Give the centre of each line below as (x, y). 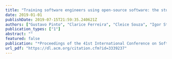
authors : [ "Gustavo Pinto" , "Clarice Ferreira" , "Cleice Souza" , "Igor (83, 24)
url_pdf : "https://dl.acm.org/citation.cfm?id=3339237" (66, 48)
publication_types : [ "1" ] (33, 29)
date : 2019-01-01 (24, 15)
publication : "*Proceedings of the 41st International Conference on (81, 44)
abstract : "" (19, 34)
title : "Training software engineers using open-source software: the (82, 10)
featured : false (23, 39)
